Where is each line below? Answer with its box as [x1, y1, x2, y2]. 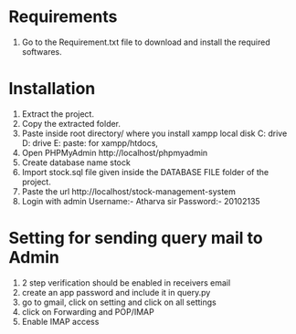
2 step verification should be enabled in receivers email [21, 277, 231, 288]
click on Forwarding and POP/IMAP [21, 306, 154, 317]
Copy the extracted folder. [21, 118, 121, 129]
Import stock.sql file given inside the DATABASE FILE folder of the [21, 166, 270, 177]
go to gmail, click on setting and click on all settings [21, 297, 217, 308]
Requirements [8, 6, 118, 27]
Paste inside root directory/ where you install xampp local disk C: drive [21, 128, 288, 139]
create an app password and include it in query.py [21, 287, 211, 297]
